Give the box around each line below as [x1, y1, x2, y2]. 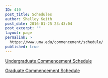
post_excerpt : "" [5, 26, 41, 31]
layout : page [5, 30, 32, 35]
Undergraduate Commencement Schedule [5, 58, 92, 64]
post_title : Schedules [5, 12, 52, 17]
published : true [5, 44, 39, 49]
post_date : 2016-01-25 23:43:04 [5, 21, 72, 26]
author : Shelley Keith [5, 16, 52, 21]
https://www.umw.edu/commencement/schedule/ [9, 40, 104, 45]
